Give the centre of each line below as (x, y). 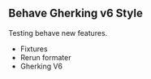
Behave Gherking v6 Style (76, 13)
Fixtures (34, 49)
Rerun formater (45, 57)
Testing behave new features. (58, 33)
